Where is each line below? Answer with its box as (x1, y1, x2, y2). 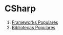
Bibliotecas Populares (11, 24, 56, 30)
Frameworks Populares (11, 19, 59, 25)
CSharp (4, 3, 36, 14)
